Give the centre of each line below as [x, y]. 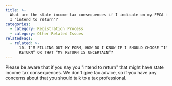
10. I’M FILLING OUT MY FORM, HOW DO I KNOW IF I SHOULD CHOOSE [89, 48]
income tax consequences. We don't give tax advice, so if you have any [81, 72]
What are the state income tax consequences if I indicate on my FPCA [87, 15]
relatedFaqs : [19, 39]
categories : [18, 24]
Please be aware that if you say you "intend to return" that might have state [85, 67]
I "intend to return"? [34, 19]
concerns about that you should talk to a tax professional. [66, 78]
